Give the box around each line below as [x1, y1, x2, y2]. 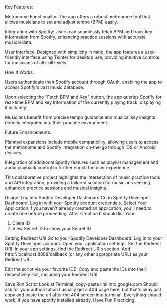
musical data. [5, 39, 33, 45]
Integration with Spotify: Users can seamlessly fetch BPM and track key [5, 29, 153, 34]
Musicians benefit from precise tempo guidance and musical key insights [5, 114, 156, 120]
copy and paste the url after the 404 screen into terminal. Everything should [5, 292, 161, 298]
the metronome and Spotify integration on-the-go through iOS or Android [5, 144, 156, 150]
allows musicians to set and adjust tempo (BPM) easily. [5, 19, 118, 25]
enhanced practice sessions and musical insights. [5, 185, 108, 191]
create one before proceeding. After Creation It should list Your [5, 211, 135, 216]
